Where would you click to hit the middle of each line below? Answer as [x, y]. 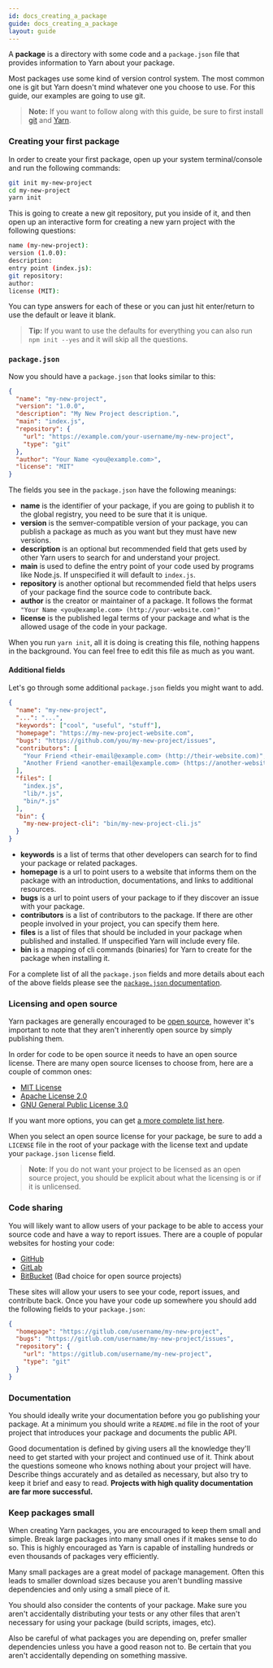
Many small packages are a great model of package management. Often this [136, 1572]
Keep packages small [52, 1513]
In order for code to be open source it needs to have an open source [123, 1055]
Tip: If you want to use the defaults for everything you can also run [141, 331]
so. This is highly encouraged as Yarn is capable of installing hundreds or [131, 1548]
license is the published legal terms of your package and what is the [135, 618]
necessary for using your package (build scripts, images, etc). [113, 1622]
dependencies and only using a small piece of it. [89, 1589]
